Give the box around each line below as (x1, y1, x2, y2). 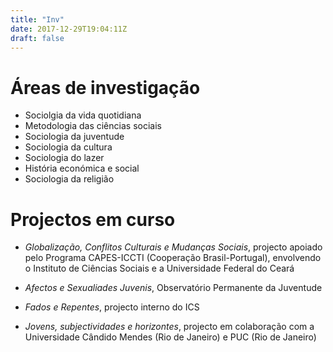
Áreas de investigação (10, 76, 201, 99)
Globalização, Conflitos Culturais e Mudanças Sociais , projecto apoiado (24, 241, 323, 253)
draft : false (10, 33, 65, 43)
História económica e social (24, 162, 140, 175)
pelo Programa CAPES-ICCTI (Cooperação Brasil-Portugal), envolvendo (24, 252, 322, 264)
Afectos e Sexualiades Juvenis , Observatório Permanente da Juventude (24, 282, 323, 294)
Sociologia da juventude (24, 131, 125, 143)
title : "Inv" (10, 14, 65, 25)
